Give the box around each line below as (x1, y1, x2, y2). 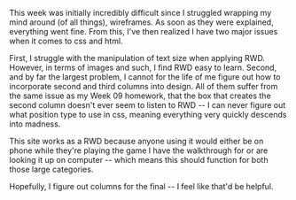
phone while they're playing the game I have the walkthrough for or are (9, 145, 269, 156)
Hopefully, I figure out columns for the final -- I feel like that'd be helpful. (9, 181, 274, 191)
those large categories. (9, 164, 94, 174)
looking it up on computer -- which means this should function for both (9, 155, 269, 165)
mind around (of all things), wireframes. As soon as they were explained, (9, 17, 274, 27)
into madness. (9, 119, 61, 129)
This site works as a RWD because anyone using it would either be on (9, 136, 264, 146)
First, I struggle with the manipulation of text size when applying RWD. (9, 53, 266, 63)
